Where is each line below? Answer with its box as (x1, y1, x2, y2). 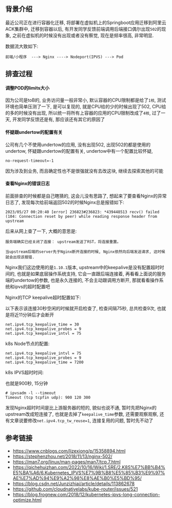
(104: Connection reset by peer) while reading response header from (5, 214, 158, 219)
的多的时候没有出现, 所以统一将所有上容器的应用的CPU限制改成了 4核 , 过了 (5, 110, 161, 116)
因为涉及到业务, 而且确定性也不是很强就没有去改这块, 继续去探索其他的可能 (5, 168, 163, 174)
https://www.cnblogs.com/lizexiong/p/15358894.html (12, 448, 126, 454)
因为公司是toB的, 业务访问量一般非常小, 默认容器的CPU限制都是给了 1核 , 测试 (5, 97, 166, 104)
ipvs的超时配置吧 (14, 283, 50, 290)
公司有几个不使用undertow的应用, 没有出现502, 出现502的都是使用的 (5, 141, 151, 148)
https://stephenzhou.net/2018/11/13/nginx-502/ (12, 453, 112, 459)
